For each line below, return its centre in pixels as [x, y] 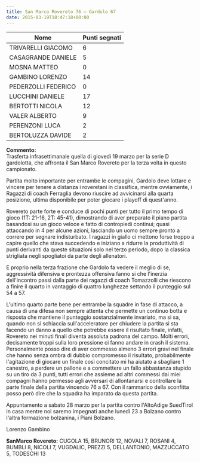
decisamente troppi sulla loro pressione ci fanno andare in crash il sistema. [98, 342]
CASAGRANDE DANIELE [43, 57]
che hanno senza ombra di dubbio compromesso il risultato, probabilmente [99, 355]
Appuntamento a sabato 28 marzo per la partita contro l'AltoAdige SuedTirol [100, 405]
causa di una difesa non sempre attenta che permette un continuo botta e [97, 310]
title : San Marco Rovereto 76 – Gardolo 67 [61, 12]
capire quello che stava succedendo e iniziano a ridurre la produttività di [95, 243]
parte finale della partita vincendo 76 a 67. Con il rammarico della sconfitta [98, 387]
